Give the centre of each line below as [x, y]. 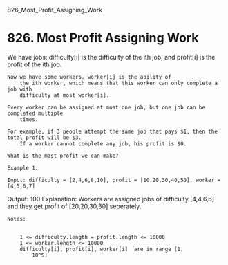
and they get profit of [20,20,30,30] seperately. [74, 206]
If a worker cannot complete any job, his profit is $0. [103, 144]
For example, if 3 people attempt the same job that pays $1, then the [112, 131]
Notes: [17, 219]
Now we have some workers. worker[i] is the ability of [89, 77]
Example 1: [23, 168]
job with [20, 89]
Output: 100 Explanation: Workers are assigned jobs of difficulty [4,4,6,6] [111, 199]
